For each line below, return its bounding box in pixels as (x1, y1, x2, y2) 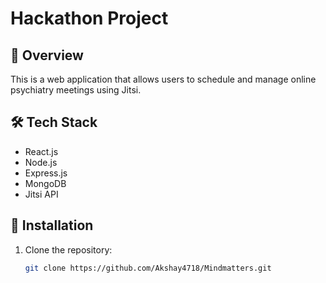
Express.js (24, 167, 68, 179)
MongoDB (24, 177, 67, 189)
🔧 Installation (10, 217, 94, 234)
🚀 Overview (10, 47, 84, 64)
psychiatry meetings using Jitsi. (10, 84, 142, 96)
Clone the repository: (24, 243, 113, 256)
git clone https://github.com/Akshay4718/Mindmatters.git (24, 263, 272, 273)
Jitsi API (24, 188, 59, 200)
